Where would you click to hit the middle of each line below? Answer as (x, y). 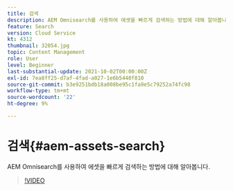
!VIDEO (34, 180)
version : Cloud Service (42, 33)
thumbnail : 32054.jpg (38, 46)
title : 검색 (23, 13)
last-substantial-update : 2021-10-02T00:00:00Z (77, 71)
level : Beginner (31, 65)
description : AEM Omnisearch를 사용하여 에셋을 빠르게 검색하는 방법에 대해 (106, 20)
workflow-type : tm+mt (38, 91)
